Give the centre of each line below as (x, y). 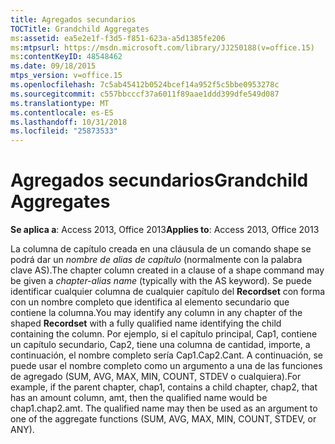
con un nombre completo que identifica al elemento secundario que (150, 302)
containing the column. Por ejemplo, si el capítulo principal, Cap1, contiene (164, 334)
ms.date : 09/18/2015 (53, 66)
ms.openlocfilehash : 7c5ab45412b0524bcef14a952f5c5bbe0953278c (145, 85)
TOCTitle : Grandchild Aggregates (80, 29)
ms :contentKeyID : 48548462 (66, 57)
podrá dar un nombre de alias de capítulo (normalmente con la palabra (156, 260)
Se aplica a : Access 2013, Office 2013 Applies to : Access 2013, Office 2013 (165, 230)
